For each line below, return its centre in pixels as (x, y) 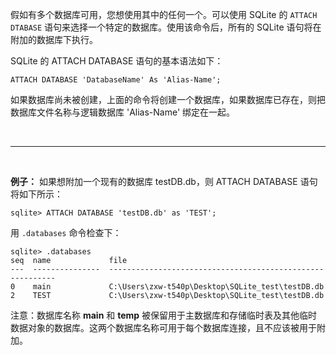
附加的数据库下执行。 (54, 39)
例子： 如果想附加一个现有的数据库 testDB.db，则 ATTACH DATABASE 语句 (164, 181)
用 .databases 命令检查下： (66, 232)
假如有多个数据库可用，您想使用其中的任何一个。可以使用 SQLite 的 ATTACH (164, 14)
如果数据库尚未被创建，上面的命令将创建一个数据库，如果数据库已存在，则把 (168, 99)
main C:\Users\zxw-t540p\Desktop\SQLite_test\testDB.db (178, 287)
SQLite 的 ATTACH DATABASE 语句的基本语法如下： (117, 61)
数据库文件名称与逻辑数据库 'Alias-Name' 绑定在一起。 (123, 112)
